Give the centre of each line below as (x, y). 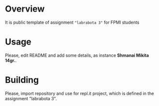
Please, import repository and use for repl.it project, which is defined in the (79, 93)
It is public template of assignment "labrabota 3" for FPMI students (72, 22)
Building (22, 80)
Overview (25, 9)
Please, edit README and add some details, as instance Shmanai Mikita (77, 55)
